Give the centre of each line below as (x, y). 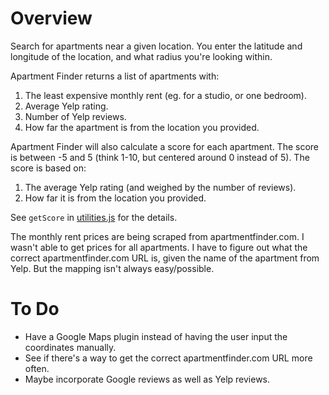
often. (37, 368)
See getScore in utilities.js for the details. (94, 217)
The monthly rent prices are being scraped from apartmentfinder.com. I (157, 236)
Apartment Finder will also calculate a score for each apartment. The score (164, 146)
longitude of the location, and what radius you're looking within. (141, 56)
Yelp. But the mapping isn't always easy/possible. (112, 268)
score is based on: (48, 168)
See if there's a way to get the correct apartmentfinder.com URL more (168, 358)
